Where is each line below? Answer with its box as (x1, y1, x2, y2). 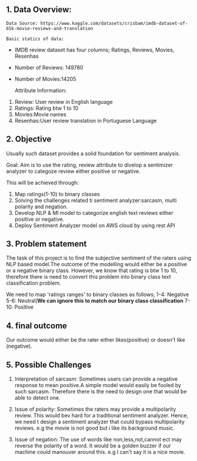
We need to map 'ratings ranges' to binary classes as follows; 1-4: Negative (6, 291, 189, 298)
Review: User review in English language (14, 98, 113, 105)
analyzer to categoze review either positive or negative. (6, 168, 141, 175)
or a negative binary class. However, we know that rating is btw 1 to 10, (6, 267, 178, 274)
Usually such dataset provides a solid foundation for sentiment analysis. (6, 150, 181, 157)
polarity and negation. (14, 203, 68, 210)
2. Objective (6, 134, 52, 144)
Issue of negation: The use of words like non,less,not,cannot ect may (14, 436, 182, 443)
